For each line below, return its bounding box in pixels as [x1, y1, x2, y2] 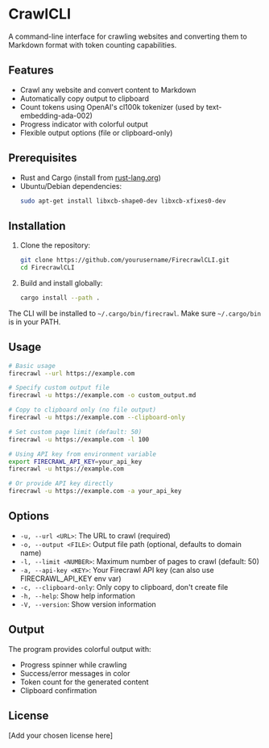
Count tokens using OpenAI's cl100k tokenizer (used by [19, 102, 205, 111]
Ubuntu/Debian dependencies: [19, 181, 122, 190]
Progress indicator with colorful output [19, 119, 149, 129]
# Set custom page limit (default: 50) [8, 428, 143, 436]
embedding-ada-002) [19, 111, 93, 120]
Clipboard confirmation [19, 685, 97, 695]
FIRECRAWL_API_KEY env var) [19, 574, 122, 583]
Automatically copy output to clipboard [19, 94, 150, 103]
